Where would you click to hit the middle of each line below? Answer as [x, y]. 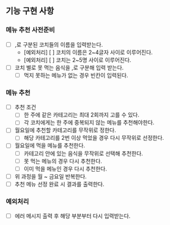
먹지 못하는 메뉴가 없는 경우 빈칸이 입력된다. [76, 75]
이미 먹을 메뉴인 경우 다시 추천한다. [65, 169]
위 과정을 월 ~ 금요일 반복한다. [50, 176]
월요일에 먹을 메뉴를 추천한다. [50, 145]
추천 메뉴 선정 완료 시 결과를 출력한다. [59, 184]
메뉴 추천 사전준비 [31, 30]
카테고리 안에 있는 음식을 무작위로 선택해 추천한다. [83, 153]
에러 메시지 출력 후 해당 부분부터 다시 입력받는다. [72, 216]
